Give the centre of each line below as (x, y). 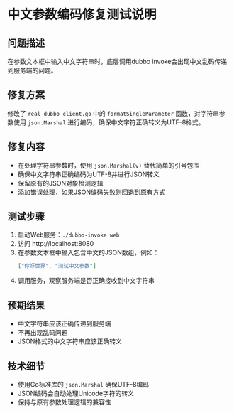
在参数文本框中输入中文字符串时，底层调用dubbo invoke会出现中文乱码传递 (117, 61)
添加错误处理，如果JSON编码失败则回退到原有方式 (91, 192)
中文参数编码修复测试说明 (82, 15)
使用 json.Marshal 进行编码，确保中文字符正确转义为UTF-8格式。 (109, 122)
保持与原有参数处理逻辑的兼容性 (64, 402)
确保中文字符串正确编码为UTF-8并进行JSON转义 (88, 174)
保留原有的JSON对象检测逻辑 (61, 183)
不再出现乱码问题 (43, 333)
